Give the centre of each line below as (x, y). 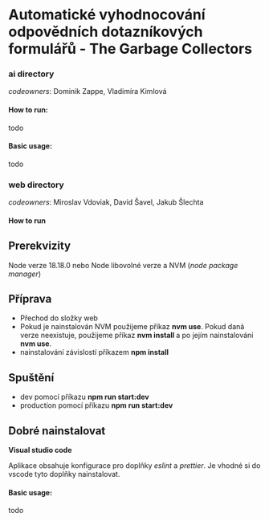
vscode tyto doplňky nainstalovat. (64, 474)
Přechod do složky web (59, 318)
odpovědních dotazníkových (106, 32)
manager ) (25, 274)
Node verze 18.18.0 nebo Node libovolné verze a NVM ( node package (123, 265)
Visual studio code (40, 450)
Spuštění (31, 378)
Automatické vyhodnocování (107, 15)
